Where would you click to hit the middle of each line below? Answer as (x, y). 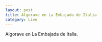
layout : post (19, 10)
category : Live (21, 19)
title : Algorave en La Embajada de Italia (51, 15)
